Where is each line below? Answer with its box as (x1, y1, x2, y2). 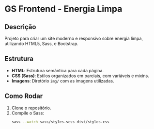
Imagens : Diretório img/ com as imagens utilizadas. (11, 78, 114, 83)
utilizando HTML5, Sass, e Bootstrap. (4, 41, 78, 47)
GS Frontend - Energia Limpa (4, 3, 123, 15)
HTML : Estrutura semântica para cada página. (11, 67, 104, 73)
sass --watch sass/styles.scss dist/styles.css (11, 119, 109, 124)
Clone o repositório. (11, 105, 51, 111)
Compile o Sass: (11, 110, 45, 116)
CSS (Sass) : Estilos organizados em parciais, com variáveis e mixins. (11, 73, 150, 79)
